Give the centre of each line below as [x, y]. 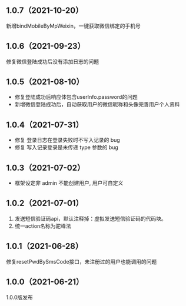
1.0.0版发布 [20, 297]
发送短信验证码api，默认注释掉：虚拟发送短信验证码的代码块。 [90, 218]
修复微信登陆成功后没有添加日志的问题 [52, 61]
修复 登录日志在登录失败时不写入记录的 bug [67, 140]
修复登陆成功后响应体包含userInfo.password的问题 [76, 97]
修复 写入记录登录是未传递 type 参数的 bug [67, 147]
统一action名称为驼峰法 [43, 226]
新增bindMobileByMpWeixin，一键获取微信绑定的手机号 [73, 26]
